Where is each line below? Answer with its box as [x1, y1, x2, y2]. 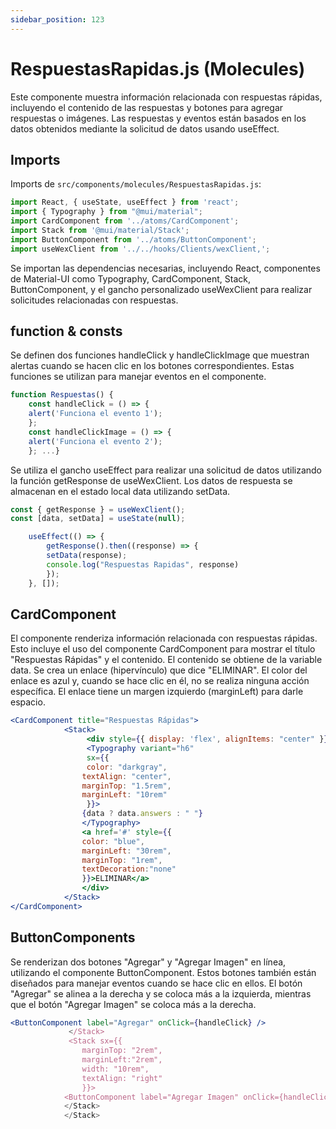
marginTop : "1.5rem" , [81, 781, 172, 791]
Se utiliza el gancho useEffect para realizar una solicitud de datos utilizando [10, 464, 323, 476]
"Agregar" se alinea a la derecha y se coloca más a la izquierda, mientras [10, 987, 312, 1000]
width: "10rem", [81, 1064, 150, 1074]
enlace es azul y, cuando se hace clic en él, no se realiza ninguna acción [10, 675, 310, 687]
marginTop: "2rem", [81, 1046, 163, 1056]
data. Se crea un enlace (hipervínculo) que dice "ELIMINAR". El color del [10, 664, 308, 676]
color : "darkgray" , [86, 762, 168, 772]
